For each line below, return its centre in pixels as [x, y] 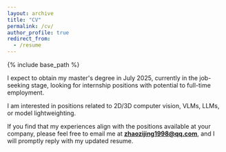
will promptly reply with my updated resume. [70, 141]
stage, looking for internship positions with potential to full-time [121, 85]
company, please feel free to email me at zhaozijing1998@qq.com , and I [111, 134]
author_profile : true [38, 33]
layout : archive [30, 13]
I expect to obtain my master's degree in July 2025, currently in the [103, 78]
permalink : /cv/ [30, 26]
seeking [18, 85]
